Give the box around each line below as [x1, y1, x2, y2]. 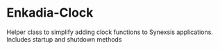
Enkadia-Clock [6, 5, 94, 21]
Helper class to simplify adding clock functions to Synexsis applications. [6, 28, 213, 36]
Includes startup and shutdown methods [6, 35, 122, 43]
